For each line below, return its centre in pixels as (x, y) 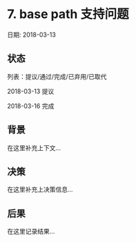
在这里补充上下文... (34, 148)
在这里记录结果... (31, 232)
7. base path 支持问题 (68, 14)
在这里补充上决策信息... (40, 189)
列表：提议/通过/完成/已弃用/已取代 (57, 76)
